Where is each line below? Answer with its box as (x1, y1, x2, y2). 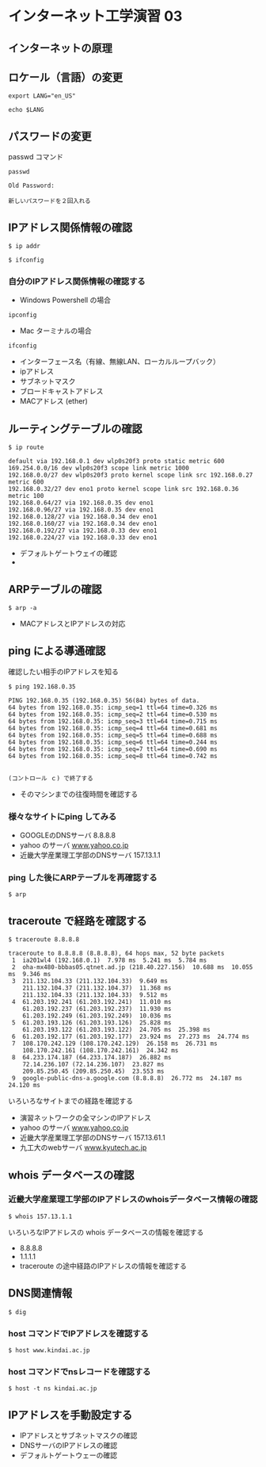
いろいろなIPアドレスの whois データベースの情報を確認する (8, 1227, 204, 1237)
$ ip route (8, 443, 44, 452)
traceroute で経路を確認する (8, 914, 147, 928)
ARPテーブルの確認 (8, 582, 102, 596)
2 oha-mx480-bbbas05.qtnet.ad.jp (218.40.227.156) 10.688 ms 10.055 (11, 963, 253, 971)
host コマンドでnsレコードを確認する (8, 1365, 151, 1377)
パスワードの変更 (8, 129, 92, 143)
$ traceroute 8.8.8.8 (8, 936, 80, 944)
